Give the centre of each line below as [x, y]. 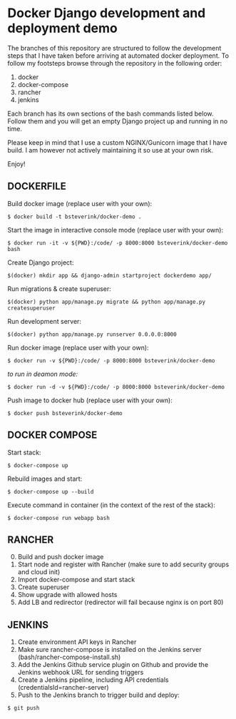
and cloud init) [39, 572]
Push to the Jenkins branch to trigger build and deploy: [98, 695]
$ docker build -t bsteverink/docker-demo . [75, 216]
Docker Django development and [107, 13]
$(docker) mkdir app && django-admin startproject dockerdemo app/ [110, 275]
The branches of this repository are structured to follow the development [114, 48]
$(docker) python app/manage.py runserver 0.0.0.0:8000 [92, 334]
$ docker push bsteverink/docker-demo [65, 413]
